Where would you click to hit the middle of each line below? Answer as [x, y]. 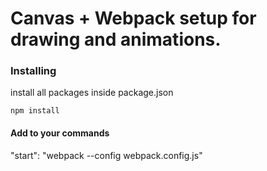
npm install [35, 111]
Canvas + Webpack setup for [133, 18]
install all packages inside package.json [92, 93]
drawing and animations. [116, 39]
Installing [33, 71]
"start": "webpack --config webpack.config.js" [106, 155]
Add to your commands [60, 133]
